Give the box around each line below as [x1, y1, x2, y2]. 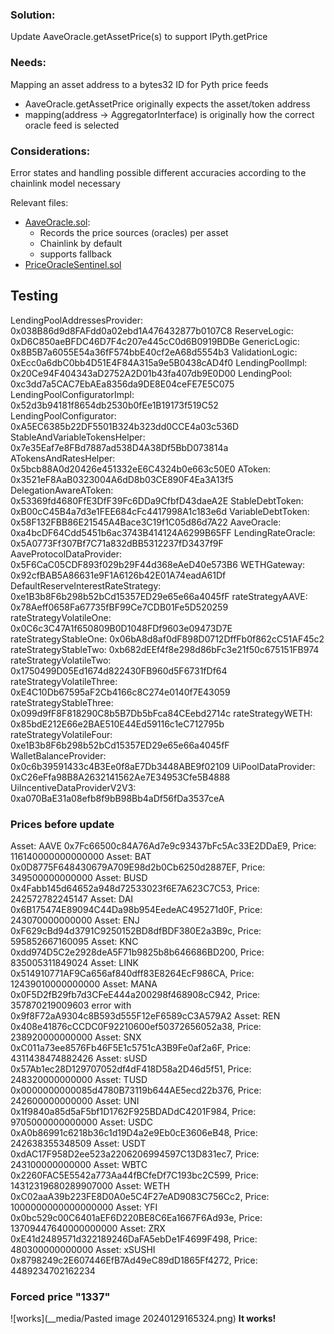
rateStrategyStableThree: [10, 696, 114, 708]
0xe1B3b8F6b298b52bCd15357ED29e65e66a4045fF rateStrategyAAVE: [10, 590, 308, 602]
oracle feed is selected [24, 119, 120, 131]
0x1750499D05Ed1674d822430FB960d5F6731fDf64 [10, 664, 228, 677]
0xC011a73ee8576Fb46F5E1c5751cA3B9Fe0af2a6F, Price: [10, 1042, 252, 1053]
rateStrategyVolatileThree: [10, 675, 118, 687]
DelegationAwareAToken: [10, 484, 114, 496]
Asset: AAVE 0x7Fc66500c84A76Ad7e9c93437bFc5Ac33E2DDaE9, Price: [10, 840, 317, 852]
